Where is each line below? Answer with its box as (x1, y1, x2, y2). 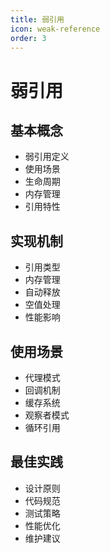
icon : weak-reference (10, 24, 101, 34)
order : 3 (10, 33, 47, 43)
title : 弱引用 (10, 14, 65, 25)
